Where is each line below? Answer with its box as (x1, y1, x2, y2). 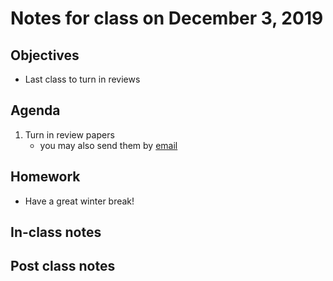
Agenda (10, 102, 61, 119)
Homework (10, 168, 81, 186)
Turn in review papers (24, 128, 115, 141)
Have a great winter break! (24, 195, 135, 207)
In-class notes (10, 224, 102, 241)
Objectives (10, 47, 80, 64)
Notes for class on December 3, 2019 (10, 7, 324, 30)
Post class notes (10, 258, 116, 275)
